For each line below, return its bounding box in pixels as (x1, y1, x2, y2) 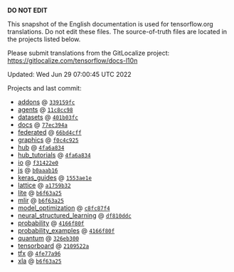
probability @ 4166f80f (17, 219, 85, 227)
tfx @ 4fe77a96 (17, 249, 61, 257)
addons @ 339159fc (17, 98, 75, 106)
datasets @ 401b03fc (17, 113, 78, 121)
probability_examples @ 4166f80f (17, 226, 115, 234)
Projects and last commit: (7, 84, 82, 92)
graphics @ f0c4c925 (17, 135, 79, 144)
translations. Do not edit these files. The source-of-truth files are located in (7, 28, 228, 36)
